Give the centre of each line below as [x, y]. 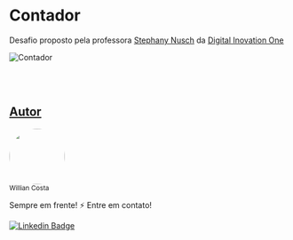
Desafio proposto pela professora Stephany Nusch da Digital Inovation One [146, 40]
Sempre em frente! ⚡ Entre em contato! [81, 204]
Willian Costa [29, 188]
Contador [45, 16]
